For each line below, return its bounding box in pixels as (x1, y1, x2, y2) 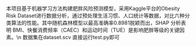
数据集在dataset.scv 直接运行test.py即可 (22, 34, 120, 40)
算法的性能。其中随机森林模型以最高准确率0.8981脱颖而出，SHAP (11, 20, 170, 26)
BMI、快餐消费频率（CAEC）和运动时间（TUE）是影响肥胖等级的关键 (12, 26, 180, 33)
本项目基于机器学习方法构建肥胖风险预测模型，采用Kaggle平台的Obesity (6, 5, 180, 11)
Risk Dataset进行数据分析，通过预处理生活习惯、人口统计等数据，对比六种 (6, 12, 185, 19)
